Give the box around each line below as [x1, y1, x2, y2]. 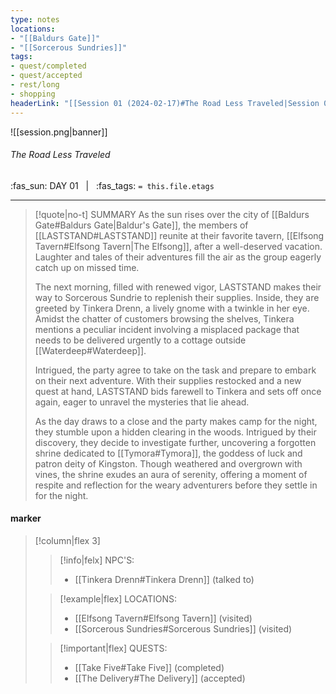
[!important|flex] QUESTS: [59, 642, 168, 654]
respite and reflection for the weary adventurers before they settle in [34, 479, 318, 491]
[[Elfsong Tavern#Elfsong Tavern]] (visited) [74, 612, 253, 624]
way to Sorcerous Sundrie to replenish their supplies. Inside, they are [34, 291, 320, 303]
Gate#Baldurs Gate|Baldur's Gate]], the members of [34, 219, 249, 231]
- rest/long [10, 80, 60, 90]
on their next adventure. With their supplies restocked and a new [34, 374, 302, 386]
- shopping [10, 89, 56, 99]
